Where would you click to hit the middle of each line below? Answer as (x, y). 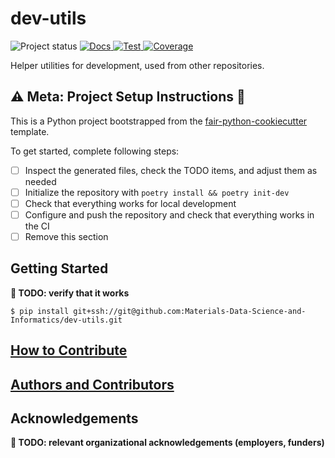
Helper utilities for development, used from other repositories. (137, 65)
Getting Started (59, 268)
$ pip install (40, 311)
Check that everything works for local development (130, 203)
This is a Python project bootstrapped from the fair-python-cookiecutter (159, 121)
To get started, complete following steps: (95, 151)
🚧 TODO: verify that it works (70, 293)
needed (40, 181)
